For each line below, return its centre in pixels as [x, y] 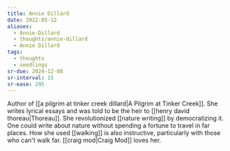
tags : [15, 52]
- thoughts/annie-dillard [51, 39]
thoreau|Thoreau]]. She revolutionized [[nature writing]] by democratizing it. [116, 119]
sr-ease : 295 [26, 84]
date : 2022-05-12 [32, 20]
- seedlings [31, 65]
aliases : [20, 26]
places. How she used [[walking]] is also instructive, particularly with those [114, 133]
